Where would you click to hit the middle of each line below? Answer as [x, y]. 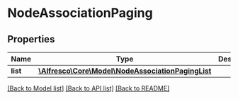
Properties [31, 39]
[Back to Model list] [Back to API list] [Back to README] [89, 88]
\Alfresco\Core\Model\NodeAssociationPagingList [125, 71]
